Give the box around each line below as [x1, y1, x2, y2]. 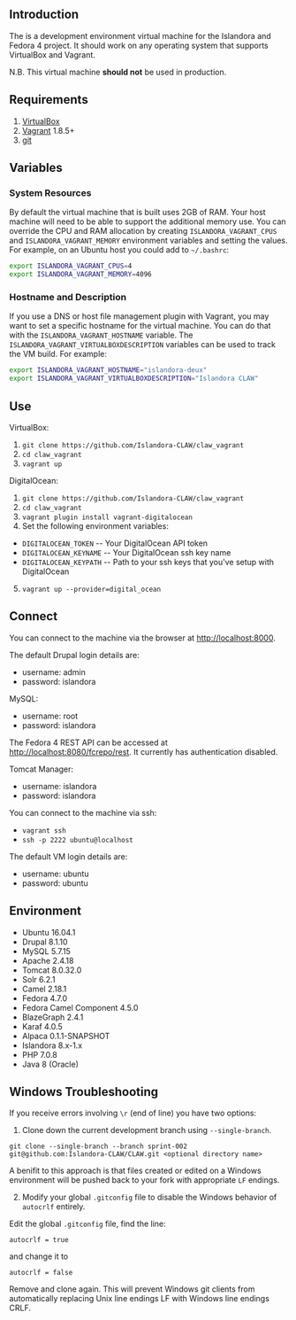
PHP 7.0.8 [21, 1049, 57, 1060]
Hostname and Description [9, 291, 126, 303]
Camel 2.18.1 [21, 983, 67, 994]
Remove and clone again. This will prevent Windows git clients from [9, 1284, 255, 1294]
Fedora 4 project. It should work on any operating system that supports [9, 40, 269, 50]
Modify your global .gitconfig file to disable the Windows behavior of [21, 1192, 277, 1203]
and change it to [9, 1251, 69, 1262]
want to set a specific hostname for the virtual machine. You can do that [9, 321, 271, 331]
